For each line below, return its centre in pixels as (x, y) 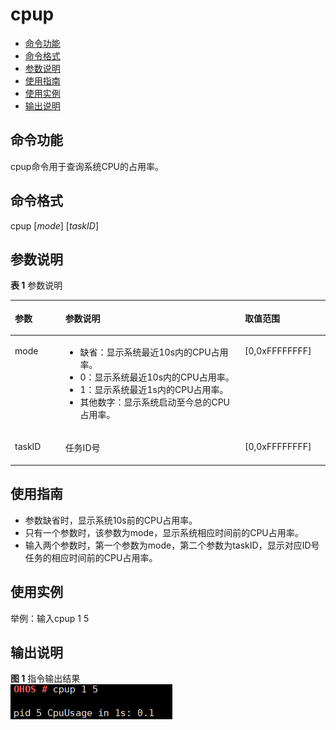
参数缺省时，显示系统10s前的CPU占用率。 (111, 520)
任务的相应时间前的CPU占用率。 (91, 557)
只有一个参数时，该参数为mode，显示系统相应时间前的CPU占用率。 (164, 532)
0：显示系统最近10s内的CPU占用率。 (157, 377)
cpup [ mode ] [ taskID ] (55, 225)
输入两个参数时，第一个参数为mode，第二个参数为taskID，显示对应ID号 (172, 545)
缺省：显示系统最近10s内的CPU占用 (154, 352)
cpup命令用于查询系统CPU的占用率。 (87, 166)
